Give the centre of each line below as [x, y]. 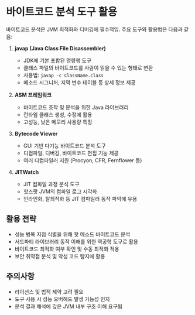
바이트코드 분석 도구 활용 [62, 12]
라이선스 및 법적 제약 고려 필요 [49, 292]
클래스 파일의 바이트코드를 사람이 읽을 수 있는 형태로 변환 [88, 67]
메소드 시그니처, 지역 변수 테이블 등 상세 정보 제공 [79, 82]
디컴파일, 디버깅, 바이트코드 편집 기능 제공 [71, 153]
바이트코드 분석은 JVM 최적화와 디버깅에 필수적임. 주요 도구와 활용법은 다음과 [94, 29]
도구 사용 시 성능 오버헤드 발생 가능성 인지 [62, 299]
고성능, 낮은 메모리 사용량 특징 [58, 122]
